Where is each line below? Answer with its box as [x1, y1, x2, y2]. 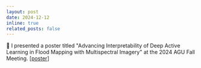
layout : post [6, 8, 39, 15]
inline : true [6, 20, 39, 26]
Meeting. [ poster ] [6, 55, 50, 62]
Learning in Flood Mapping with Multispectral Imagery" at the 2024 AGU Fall [6, 49, 195, 56]
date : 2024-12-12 [6, 14, 50, 20]
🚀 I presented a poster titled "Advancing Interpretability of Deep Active [6, 42, 181, 49]
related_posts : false [6, 25, 61, 32]
